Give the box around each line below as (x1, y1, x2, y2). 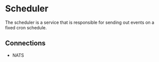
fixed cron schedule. (5, 24, 47, 30)
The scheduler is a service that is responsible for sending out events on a (5, 19, 155, 25)
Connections (5, 39, 46, 48)
